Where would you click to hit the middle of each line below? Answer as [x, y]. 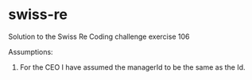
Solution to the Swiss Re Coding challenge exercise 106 [99, 36]
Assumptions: [31, 51]
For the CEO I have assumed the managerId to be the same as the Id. [132, 67]
